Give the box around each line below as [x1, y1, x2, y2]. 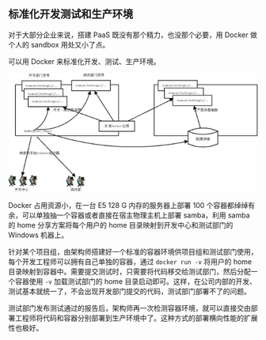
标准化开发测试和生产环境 [8, 7, 133, 21]
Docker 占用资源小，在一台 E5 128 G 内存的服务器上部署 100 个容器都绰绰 [8, 201, 249, 210]
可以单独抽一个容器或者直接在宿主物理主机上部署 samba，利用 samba [21, 210, 251, 220]
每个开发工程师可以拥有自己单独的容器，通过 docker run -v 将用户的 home [8, 257, 252, 266]
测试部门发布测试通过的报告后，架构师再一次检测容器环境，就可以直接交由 [8, 304, 251, 313]
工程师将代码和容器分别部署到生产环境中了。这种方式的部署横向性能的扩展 [14, 313, 258, 323]
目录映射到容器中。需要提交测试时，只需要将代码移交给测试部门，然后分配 [8, 267, 251, 277]
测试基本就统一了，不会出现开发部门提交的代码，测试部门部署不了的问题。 [8, 287, 251, 297]
